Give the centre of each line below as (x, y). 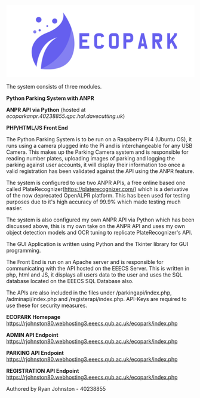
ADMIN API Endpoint (32, 335)
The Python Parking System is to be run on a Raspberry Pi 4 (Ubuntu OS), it (99, 139)
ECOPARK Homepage (33, 317)
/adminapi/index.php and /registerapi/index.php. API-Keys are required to (96, 299)
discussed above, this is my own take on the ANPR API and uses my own (96, 226)
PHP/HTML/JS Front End (37, 127)
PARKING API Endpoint (35, 353)
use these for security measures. (47, 305)
